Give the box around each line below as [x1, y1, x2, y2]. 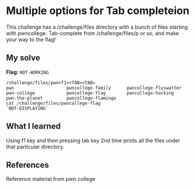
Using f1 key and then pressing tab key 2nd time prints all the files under [6, 136, 180, 144]
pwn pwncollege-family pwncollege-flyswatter [6, 85, 182, 91]
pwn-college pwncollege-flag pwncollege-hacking [6, 90, 175, 96]
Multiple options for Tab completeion [6, 4, 190, 18]
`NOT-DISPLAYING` [6, 105, 49, 111]
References [6, 160, 49, 170]
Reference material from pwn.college [6, 176, 95, 183]
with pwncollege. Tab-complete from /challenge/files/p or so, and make [6, 29, 179, 36]
